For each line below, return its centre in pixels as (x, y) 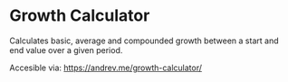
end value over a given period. (66, 50)
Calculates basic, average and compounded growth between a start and (144, 41)
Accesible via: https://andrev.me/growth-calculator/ (106, 68)
